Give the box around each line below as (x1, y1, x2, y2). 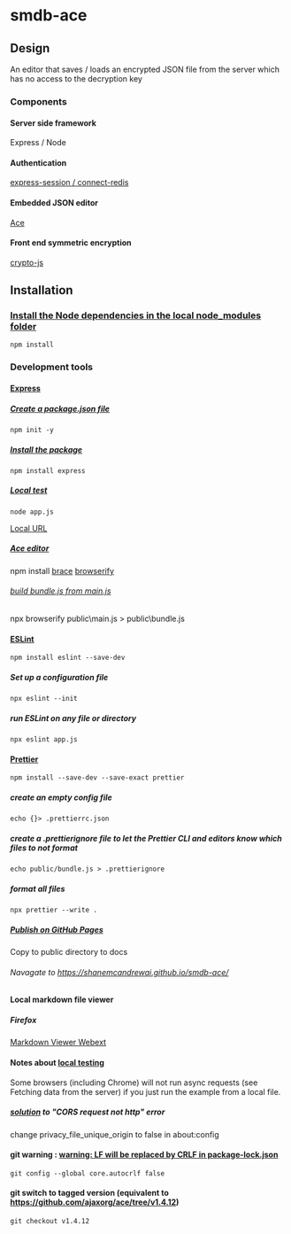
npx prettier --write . (10, 905, 98, 915)
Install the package (10, 444, 83, 454)
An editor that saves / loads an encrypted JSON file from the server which (10, 64, 280, 74)
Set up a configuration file (10, 671, 109, 682)
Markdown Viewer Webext (10, 1037, 107, 1048)
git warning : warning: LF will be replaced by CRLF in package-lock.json (10, 1149, 279, 1160)
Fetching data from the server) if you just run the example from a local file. (10, 1086, 281, 1097)
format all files (10, 883, 65, 894)
